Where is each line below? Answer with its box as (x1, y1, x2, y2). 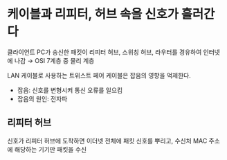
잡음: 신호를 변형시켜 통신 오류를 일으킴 (17, 86, 123, 94)
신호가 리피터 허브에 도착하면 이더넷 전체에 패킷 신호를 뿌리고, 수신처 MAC (7, 136, 208, 145)
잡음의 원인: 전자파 (17, 94, 68, 103)
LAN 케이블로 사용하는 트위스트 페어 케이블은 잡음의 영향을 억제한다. (7, 71, 192, 80)
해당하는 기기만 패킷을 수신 (14, 145, 87, 153)
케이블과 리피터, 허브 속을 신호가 (7, 6, 179, 22)
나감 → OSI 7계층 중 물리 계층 (14, 56, 95, 64)
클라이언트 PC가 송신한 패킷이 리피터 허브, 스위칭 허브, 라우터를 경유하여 (7, 48, 202, 56)
